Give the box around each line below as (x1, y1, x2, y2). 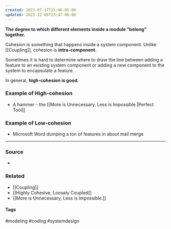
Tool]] (12, 107, 25, 113)
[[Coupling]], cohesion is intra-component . (5, 47, 97, 53)
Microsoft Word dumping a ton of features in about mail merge (12, 131, 144, 137)
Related (5, 173, 25, 180)
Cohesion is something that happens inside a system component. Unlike (5, 41, 157, 47)
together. (5, 31, 25, 38)
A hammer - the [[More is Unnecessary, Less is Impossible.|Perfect (12, 101, 154, 107)
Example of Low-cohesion (5, 119, 71, 126)
